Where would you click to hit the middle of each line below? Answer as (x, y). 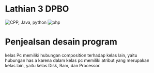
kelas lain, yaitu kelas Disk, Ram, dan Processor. (53, 65)
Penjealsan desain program (61, 42)
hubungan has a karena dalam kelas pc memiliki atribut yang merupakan (77, 60)
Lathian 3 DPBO (37, 9)
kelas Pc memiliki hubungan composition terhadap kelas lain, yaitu (71, 55)
